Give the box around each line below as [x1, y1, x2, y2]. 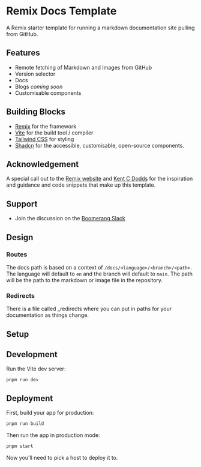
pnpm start [6, 443, 34, 450]
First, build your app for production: [6, 409, 94, 417]
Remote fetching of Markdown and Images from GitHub [14, 64, 152, 71]
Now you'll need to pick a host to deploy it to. [6, 454, 118, 461]
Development [6, 349, 58, 360]
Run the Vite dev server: [6, 365, 66, 373]
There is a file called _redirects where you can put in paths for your [6, 305, 172, 313]
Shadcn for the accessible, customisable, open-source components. [14, 142, 185, 149]
